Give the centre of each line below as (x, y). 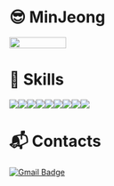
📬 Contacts (55, 142)
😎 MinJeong (57, 17)
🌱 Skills (37, 80)
